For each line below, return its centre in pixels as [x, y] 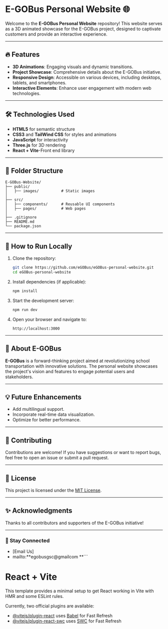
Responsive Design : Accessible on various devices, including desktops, [87, 77]
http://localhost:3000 [36, 329]
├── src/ [14, 200]
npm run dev [25, 309]
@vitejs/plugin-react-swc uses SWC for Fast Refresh [67, 621]
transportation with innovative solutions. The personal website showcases [81, 366]
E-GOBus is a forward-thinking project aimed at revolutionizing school [77, 361]
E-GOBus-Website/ [23, 182]
